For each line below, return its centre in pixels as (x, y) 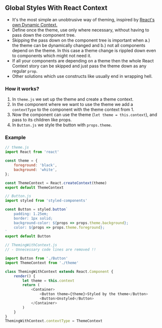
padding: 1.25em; (31, 214)
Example (15, 137)
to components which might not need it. (52, 56)
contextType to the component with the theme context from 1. (73, 110)
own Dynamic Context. (35, 25)
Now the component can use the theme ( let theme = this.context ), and (84, 115)
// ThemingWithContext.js (31, 245)
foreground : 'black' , (35, 165)
